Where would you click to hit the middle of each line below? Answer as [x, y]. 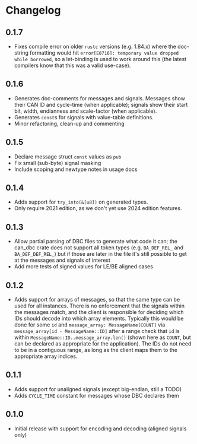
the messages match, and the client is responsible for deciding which [99, 312]
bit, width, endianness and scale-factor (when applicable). [85, 111]
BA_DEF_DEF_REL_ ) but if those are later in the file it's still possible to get [101, 254]
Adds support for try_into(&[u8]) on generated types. [81, 202]
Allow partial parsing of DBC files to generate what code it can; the [96, 242]
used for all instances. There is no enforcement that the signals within [99, 306]
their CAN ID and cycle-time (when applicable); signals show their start [101, 104]
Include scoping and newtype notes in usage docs [76, 169]
